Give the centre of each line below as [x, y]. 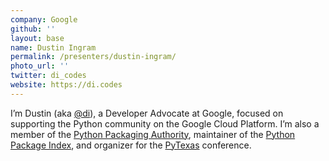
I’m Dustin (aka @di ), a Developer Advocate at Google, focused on [147, 113]
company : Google [44, 19]
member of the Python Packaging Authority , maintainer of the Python [153, 134]
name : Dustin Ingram [53, 47]
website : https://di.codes [66, 85]
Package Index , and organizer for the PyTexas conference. [131, 145]
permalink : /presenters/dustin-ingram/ [93, 57]
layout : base [37, 38]
